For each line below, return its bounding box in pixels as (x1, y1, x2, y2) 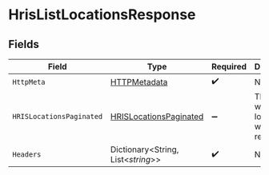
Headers (12, 150, 42, 159)
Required (211, 62, 247, 72)
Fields (8, 38, 40, 51)
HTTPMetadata (110, 76, 168, 87)
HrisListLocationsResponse (8, 6, 196, 24)
